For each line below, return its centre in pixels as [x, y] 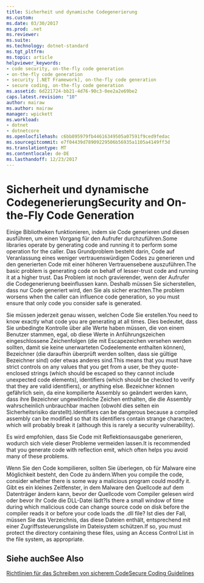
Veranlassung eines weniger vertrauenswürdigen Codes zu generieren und [100, 258]
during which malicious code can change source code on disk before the [98, 507]
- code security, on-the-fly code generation [65, 69]
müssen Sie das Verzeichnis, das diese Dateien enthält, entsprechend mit [98, 520]
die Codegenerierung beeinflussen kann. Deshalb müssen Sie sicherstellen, [101, 284]
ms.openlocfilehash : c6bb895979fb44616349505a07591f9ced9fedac [88, 137]
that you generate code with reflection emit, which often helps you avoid [97, 450]
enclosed [18, 373]
